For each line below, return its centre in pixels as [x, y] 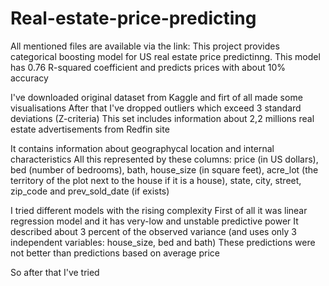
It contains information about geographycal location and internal [142, 148]
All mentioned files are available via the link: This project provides [145, 46]
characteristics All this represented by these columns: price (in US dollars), [164, 159]
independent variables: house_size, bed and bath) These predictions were [163, 242]
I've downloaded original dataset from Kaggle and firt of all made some [156, 97]
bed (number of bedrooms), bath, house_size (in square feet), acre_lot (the [164, 169]
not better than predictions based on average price [115, 253]
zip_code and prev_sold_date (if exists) [90, 191]
